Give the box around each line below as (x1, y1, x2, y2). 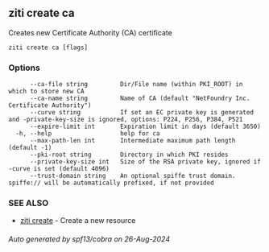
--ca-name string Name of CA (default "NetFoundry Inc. (29, 94, 250, 103)
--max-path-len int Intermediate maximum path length (29, 137, 236, 145)
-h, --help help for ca (15, 130, 160, 138)
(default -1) (8, 144, 52, 152)
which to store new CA (8, 88, 85, 96)
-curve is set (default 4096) (8, 165, 110, 173)
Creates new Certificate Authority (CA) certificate (8, 27, 173, 37)
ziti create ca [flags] (8, 43, 89, 52)
